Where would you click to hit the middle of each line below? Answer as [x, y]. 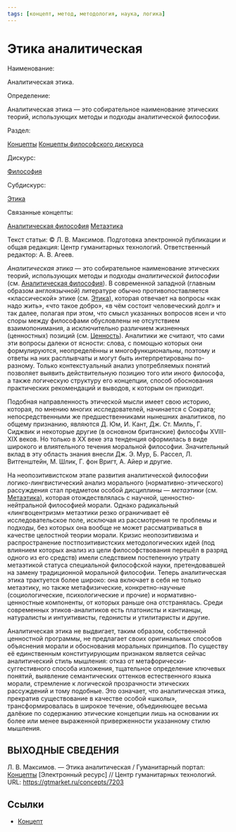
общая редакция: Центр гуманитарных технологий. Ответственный [109, 247]
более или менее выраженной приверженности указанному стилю [109, 721]
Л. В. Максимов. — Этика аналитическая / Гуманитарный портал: [106, 767]
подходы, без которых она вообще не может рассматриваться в [105, 527]
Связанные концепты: [41, 212]
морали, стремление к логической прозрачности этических [98, 683]
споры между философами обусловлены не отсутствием [94, 321]
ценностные [26, 602]
